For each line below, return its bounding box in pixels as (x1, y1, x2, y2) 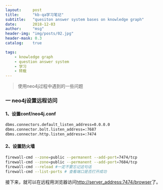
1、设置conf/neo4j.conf (5, 110, 56, 117)
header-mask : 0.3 (5, 36, 42, 41)
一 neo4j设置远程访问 (5, 97, 57, 104)
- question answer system (14, 59, 70, 64)
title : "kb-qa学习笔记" (5, 12, 64, 17)
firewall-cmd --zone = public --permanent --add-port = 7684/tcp (5, 160, 138, 165)
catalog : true (5, 41, 42, 46)
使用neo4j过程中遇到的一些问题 (17, 83, 84, 89)
